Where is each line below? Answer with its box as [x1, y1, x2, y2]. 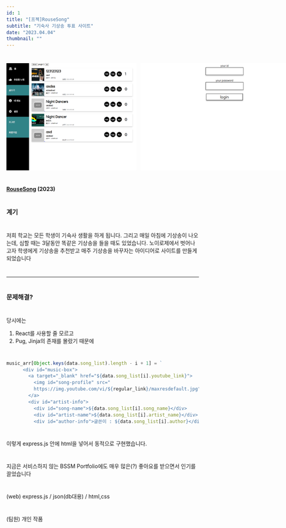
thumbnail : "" [6, 36, 43, 42]
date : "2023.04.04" [6, 29, 56, 36]
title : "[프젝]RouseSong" [6, 16, 70, 23]
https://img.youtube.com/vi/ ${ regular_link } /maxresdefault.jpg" [33, 386, 201, 392]
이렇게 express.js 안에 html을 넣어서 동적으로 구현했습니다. [6, 440, 147, 447]
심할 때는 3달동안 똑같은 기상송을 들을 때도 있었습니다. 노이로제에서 [19, 239, 179, 246]
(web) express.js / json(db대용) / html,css [6, 492, 110, 500]
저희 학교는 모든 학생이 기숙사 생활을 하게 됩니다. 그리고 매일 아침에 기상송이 [6, 232, 188, 239]
